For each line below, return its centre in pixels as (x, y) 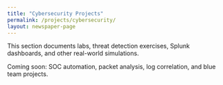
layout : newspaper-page (42, 26)
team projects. (28, 74)
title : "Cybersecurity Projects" (55, 13)
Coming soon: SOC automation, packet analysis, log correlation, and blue (111, 67)
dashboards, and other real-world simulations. (73, 53)
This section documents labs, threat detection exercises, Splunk (99, 46)
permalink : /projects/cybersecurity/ (62, 20)
